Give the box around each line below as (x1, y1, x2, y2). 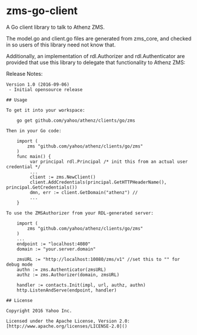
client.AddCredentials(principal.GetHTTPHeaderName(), (29, 179, 167, 185)
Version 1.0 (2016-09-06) (6, 81, 69, 88)
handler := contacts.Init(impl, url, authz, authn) (16, 282, 146, 288)
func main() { (16, 153, 51, 159)
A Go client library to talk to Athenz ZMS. (6, 24, 105, 31)
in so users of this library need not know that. (6, 41, 116, 48)
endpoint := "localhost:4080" (16, 241, 91, 247)
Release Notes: (6, 70, 43, 77)
